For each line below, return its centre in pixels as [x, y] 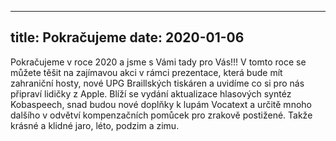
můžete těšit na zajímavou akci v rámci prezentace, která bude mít [146, 72]
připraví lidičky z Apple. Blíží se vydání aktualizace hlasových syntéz [151, 93]
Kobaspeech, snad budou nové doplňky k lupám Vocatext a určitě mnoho [161, 104]
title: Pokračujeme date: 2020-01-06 [127, 37]
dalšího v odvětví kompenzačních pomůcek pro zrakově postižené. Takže [161, 115]
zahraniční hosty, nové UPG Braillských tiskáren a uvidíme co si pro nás [157, 83]
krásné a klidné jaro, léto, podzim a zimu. [95, 125]
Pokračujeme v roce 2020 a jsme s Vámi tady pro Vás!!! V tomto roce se [158, 62]
